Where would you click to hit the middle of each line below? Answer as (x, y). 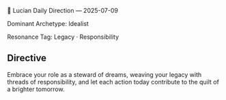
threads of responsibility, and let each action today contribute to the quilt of (113, 82)
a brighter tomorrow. (36, 89)
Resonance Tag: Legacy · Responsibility (63, 37)
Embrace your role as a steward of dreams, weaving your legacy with (104, 74)
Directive (27, 58)
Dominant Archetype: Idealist (48, 23)
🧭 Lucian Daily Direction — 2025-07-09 (62, 11)
